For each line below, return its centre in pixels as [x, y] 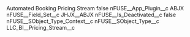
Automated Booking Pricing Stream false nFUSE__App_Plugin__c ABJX [95, 8]
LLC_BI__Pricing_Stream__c [41, 28]
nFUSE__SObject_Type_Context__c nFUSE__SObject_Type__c [83, 21]
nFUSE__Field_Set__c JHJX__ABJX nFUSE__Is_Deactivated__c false [91, 15]
